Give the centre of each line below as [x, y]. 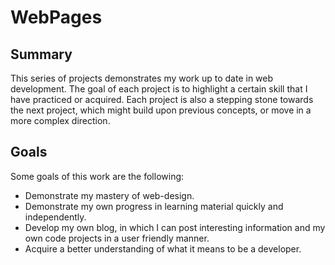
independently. [55, 217]
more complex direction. [60, 120]
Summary [41, 54]
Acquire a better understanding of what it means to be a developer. [163, 248]
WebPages [56, 17]
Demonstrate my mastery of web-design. [109, 195]
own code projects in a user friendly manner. [117, 238]
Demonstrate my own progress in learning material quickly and [154, 206]
